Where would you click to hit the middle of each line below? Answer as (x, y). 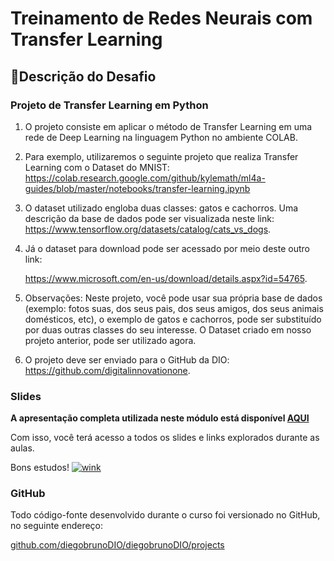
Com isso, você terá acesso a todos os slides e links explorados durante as (165, 438)
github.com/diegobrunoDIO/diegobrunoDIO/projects (117, 545)
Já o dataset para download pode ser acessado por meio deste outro (167, 248)
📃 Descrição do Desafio (83, 76)
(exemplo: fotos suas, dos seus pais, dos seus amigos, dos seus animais (174, 308)
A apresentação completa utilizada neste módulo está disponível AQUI (160, 418)
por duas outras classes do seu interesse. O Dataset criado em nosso (168, 329)
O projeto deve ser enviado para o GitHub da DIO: (127, 359)
